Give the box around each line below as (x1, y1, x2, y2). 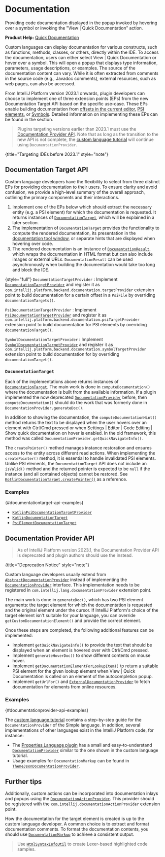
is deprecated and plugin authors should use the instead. (17, 552, 133, 558)
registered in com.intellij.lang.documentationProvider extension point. (5, 587, 152, 593)
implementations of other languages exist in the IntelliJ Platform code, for (5, 727, 154, 733)
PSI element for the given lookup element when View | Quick (12, 668, 135, 674)
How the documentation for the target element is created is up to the (5, 816, 144, 822)
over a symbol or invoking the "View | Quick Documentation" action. (5, 25, 143, 31)
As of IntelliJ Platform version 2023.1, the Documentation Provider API (17, 547, 159, 553)
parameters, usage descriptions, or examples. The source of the (5, 65, 135, 71)
